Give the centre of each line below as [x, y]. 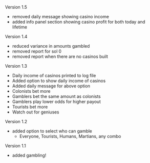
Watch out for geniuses [36, 112]
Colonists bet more [31, 91]
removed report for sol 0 [37, 51]
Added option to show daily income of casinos [59, 81]
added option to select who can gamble [52, 131]
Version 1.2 [16, 122]
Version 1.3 [16, 66]
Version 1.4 [16, 37]
